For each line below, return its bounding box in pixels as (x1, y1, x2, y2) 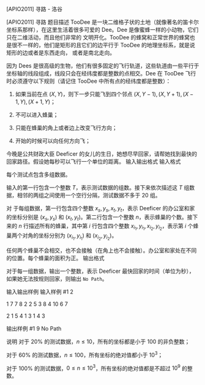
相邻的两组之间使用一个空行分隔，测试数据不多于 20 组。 (17, 192, 161, 199)
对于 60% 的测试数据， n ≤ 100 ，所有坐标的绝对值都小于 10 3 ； (6, 350, 163, 359)
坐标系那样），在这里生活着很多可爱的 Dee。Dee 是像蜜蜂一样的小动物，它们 (6, 26, 199, 33)
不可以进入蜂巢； (15, 111, 59, 118)
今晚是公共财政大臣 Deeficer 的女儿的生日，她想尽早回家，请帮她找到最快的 (6, 150, 198, 158)
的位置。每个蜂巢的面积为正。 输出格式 (6, 254, 105, 262)
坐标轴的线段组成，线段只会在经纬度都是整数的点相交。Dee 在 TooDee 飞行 (6, 70, 196, 77)
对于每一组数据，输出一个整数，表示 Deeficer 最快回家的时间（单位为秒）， (6, 267, 195, 275)
